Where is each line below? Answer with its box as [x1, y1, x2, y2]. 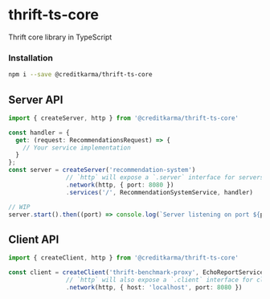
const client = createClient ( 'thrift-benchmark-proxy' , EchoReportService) [8, 268, 268, 276]
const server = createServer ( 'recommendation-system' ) [8, 166, 196, 174]
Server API [8, 92, 63, 106]
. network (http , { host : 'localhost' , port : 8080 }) [65, 283, 243, 291]
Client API [8, 232, 59, 246]
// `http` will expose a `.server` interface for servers [65, 174, 264, 182]
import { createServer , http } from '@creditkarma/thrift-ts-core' [8, 114, 239, 122]
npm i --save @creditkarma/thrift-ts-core [8, 71, 153, 79]
